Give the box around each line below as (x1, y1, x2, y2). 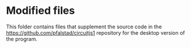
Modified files (6, 4, 75, 17)
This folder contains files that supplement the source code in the (6, 23, 162, 30)
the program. (6, 35, 37, 42)
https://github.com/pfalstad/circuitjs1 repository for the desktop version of (6, 29, 186, 36)
